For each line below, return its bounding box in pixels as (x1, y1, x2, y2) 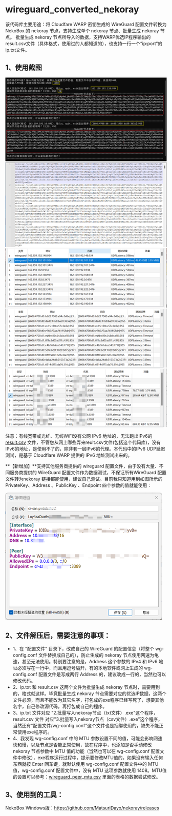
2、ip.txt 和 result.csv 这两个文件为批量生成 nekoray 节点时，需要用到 (12, 684, 160, 690)
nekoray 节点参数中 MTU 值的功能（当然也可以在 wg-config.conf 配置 (12, 748, 160, 754)
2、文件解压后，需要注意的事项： (5, 631, 111, 640)
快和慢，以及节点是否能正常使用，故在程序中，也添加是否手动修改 (12, 742, 152, 748)
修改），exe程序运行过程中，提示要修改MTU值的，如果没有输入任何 (21, 754, 163, 761)
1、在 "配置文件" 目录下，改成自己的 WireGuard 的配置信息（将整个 (12, 646, 155, 652)
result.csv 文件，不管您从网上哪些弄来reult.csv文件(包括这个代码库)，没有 (5, 439, 161, 445)
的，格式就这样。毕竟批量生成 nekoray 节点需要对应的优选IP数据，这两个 (12, 690, 167, 697)
